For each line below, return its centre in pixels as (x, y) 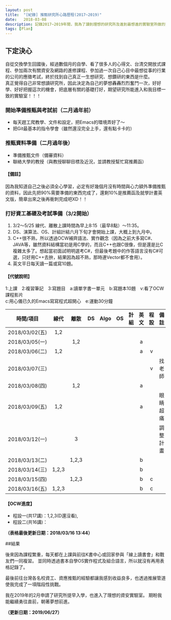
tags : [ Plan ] (19, 29)
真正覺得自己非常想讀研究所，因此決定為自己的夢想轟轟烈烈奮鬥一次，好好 (83, 83)
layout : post (19, 10)
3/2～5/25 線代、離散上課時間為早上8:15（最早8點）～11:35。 (77, 226)
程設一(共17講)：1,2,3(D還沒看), (45, 516)
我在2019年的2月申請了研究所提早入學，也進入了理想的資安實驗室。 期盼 (81, 595)
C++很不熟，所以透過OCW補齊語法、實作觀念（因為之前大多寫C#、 (84, 238)
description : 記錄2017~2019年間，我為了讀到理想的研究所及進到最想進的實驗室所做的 (85, 24)
